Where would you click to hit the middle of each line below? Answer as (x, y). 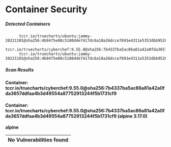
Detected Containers (28, 23)
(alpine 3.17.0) (132, 116)
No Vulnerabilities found (38, 140)
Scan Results (20, 69)
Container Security (46, 9)
